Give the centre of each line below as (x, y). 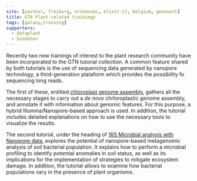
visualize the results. (31, 123)
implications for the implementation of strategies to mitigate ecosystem (92, 160)
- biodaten (25, 39)
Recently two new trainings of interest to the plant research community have (98, 56)
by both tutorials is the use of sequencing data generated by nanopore (92, 68)
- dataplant (26, 33)
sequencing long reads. (35, 81)
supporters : (21, 28)
